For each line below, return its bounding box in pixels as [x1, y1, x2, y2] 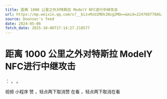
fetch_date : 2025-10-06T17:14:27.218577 [5, 26, 90, 31]
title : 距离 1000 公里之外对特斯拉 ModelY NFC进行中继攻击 [5, 7, 118, 12]
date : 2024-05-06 [5, 21, 41, 26]
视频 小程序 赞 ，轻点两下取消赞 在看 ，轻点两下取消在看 [5, 89, 120, 95]
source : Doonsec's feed [5, 16, 55, 21]
